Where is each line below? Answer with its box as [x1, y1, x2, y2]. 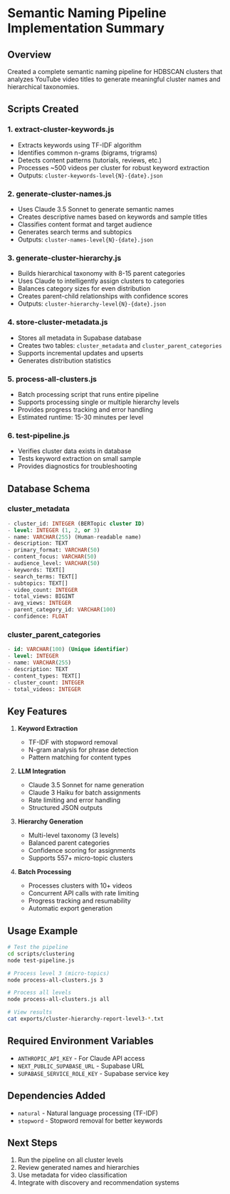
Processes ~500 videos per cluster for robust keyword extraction [17, 163, 210, 172]
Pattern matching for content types [28, 753, 132, 762]
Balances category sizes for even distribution [17, 284, 151, 293]
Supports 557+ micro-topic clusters [28, 853, 133, 863]
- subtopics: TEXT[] [7, 579, 69, 587]
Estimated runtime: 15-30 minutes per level [17, 412, 144, 421]
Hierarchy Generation [17, 817, 83, 826]
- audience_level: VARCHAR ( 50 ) [7, 560, 100, 567]
